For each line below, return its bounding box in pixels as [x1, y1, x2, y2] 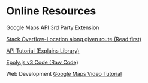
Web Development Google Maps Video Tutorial [6, 70, 122, 77]
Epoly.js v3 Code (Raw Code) [6, 59, 79, 66]
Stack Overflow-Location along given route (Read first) [6, 35, 142, 42]
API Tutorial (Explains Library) [6, 47, 80, 54]
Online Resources [6, 4, 96, 18]
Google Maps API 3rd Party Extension [6, 24, 99, 31]
